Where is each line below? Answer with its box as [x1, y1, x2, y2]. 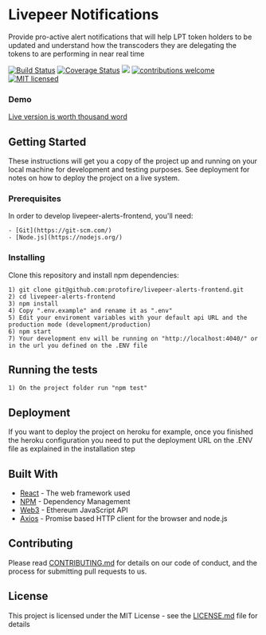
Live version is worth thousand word [8, 112, 127, 121]
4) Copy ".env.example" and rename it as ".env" [8, 306, 173, 314]
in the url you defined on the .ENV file [8, 341, 148, 349]
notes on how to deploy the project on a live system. [8, 173, 180, 183]
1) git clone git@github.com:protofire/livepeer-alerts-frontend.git [8, 286, 244, 294]
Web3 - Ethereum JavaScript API [19, 505, 129, 515]
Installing [8, 252, 45, 263]
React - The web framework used [19, 488, 131, 498]
